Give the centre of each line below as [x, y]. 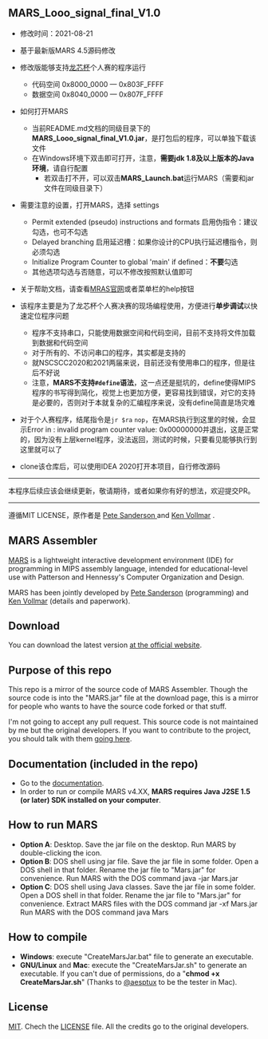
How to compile [48, 937]
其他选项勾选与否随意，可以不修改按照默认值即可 [112, 271]
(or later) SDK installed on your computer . [90, 800]
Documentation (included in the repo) [103, 764]
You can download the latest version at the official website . [105, 645]
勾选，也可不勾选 [60, 231]
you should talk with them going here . [70, 739]
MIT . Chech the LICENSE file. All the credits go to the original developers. [129, 1026]
